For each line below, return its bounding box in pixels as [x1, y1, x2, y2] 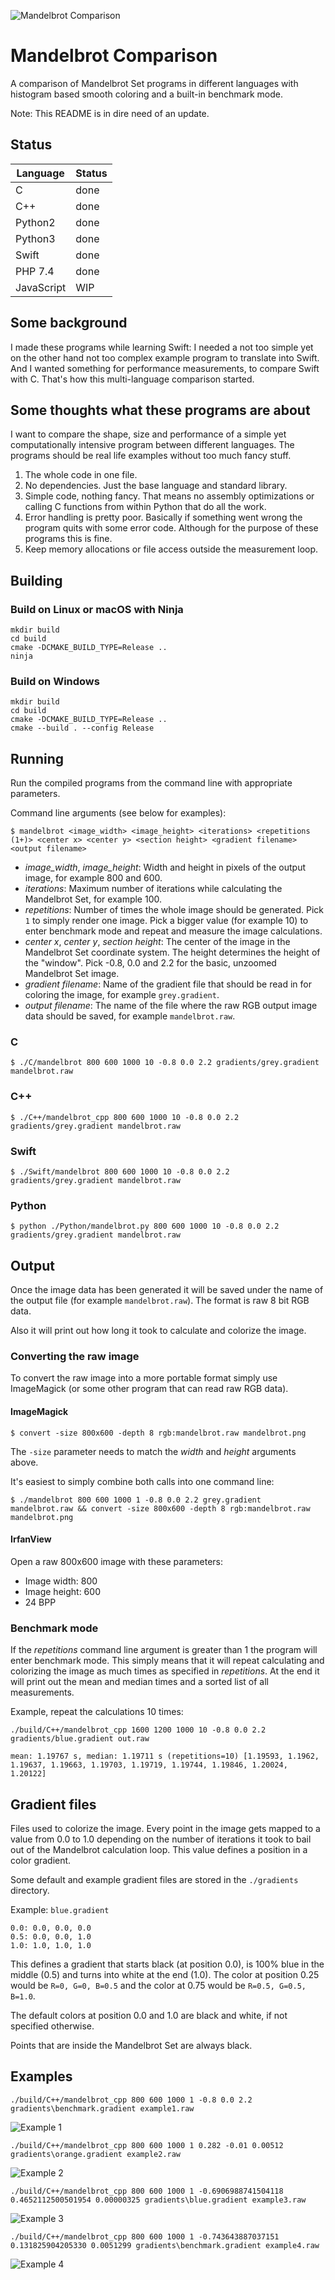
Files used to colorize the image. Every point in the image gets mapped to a [10, 1822, 321, 1834]
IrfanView [10, 1533, 52, 1545]
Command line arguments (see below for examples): [10, 807, 227, 819]
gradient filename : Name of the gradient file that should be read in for [24, 978, 312, 990]
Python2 [15, 215, 56, 229]
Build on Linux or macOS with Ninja [10, 602, 184, 616]
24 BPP [24, 1596, 57, 1608]
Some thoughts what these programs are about [10, 401, 311, 419]
